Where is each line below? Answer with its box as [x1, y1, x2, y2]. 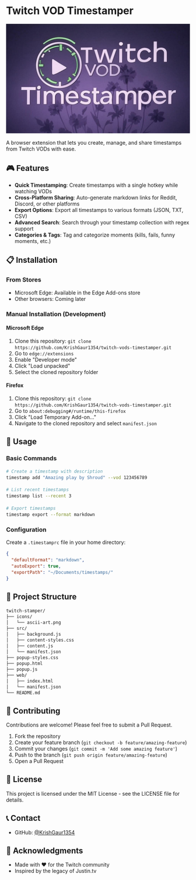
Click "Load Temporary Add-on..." [14, 414, 96, 421]
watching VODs [14, 188, 52, 194]
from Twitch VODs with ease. [6, 145, 76, 153]
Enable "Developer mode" [14, 356, 78, 363]
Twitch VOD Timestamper [6, 4, 134, 18]
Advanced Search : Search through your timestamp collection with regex [14, 219, 190, 226]
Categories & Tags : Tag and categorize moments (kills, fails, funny [14, 231, 176, 238]
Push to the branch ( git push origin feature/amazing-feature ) [14, 751, 167, 758]
